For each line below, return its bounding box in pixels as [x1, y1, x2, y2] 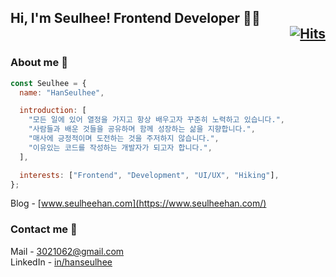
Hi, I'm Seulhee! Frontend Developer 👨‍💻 [10, 10, 261, 27]
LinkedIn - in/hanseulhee [10, 256, 113, 268]
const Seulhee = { [10, 78, 87, 88]
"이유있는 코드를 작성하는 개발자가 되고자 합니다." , [28, 142, 213, 153]
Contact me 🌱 [10, 222, 78, 236]
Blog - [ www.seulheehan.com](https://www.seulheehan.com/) [10, 197, 267, 210]
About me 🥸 [10, 56, 68, 70]
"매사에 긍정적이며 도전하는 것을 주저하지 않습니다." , [28, 134, 220, 144]
